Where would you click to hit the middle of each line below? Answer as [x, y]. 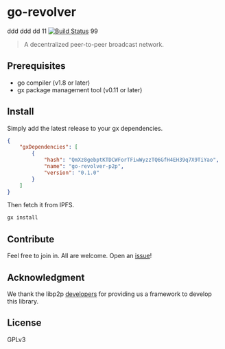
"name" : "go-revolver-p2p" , [84, 167]
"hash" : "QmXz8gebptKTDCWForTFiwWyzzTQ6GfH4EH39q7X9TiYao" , [131, 160]
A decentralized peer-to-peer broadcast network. [94, 44]
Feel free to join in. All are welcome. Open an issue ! [80, 256]
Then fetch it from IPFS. [40, 205]
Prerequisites [36, 66]
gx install [23, 218]
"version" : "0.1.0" [71, 173]
